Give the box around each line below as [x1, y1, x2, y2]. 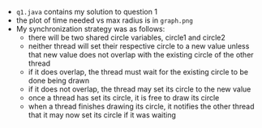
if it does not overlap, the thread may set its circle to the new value [28, 84, 251, 94]
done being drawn [28, 76, 90, 85]
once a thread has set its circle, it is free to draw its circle [28, 93, 220, 102]
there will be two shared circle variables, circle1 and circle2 [28, 32, 225, 42]
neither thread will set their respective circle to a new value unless [28, 41, 250, 51]
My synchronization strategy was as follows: [15, 24, 165, 33]
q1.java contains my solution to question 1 [15, 7, 158, 16]
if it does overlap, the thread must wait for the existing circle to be [28, 67, 249, 76]
